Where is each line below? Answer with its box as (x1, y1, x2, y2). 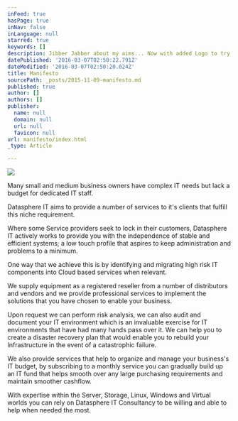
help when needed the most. (7, 406, 91, 415)
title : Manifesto (7, 70, 59, 77)
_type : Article (7, 143, 53, 150)
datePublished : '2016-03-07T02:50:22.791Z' (7, 57, 139, 64)
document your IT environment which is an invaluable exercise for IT (7, 318, 208, 327)
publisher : (7, 103, 40, 110)
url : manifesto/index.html (7, 136, 87, 143)
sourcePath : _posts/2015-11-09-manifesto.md (7, 76, 141, 84)
